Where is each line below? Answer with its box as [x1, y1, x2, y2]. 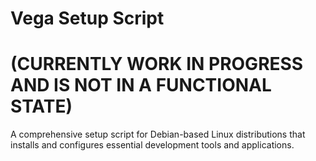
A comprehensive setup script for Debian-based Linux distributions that [10, 128, 306, 141]
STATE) [10, 95, 73, 118]
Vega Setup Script [10, 7, 165, 30]
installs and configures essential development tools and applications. [10, 139, 295, 151]
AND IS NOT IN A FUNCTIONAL [10, 74, 272, 97]
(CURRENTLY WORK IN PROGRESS [10, 53, 304, 76]
